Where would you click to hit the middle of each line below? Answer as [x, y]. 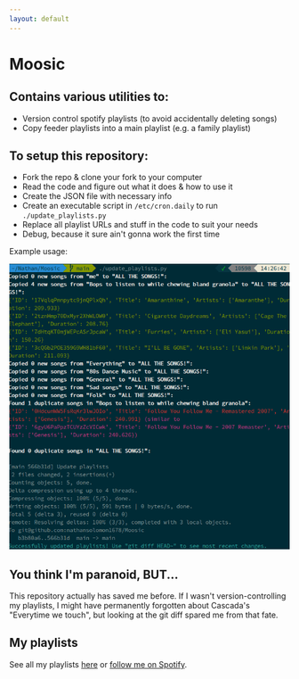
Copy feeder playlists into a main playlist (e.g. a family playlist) [136, 128]
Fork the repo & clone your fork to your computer [112, 178]
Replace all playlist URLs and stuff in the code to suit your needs [140, 225]
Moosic [37, 64]
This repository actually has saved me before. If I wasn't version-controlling [148, 596]
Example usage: [39, 252]
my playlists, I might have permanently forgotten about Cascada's [130, 605]
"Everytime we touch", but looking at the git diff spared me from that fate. [144, 615]
